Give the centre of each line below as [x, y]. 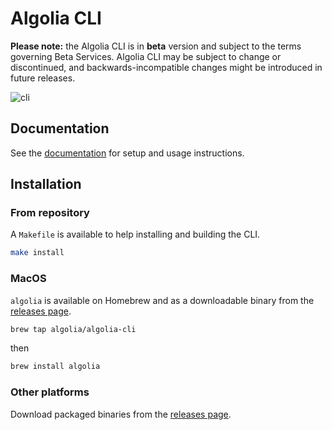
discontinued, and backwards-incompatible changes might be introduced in [166, 67]
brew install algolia [55, 367]
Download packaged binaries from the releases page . [121, 414]
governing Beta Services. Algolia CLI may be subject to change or [146, 56]
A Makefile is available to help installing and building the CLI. [135, 234]
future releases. [43, 78]
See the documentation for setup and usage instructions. [127, 153]
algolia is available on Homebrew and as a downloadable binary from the [162, 300]
